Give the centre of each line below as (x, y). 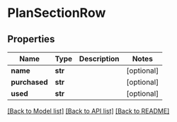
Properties (31, 39)
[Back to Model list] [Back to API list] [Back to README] (88, 111)
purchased (29, 82)
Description (99, 59)
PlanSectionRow (57, 13)
